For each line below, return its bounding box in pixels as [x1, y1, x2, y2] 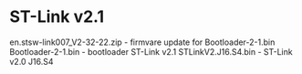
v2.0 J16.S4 [9, 56, 54, 67]
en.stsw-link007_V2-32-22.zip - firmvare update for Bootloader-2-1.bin [9, 37, 276, 48]
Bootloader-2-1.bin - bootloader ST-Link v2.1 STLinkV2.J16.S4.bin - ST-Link [9, 46, 294, 57]
